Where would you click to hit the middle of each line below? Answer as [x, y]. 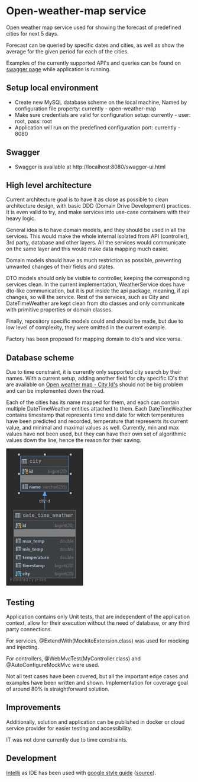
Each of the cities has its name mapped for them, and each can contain [93, 402]
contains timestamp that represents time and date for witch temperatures [95, 415]
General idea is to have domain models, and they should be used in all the [96, 230]
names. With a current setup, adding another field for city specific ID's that [97, 379]
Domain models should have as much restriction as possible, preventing [94, 260]
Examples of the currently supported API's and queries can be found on [94, 63]
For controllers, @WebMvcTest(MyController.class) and [73, 659]
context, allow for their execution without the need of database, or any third [98, 623]
